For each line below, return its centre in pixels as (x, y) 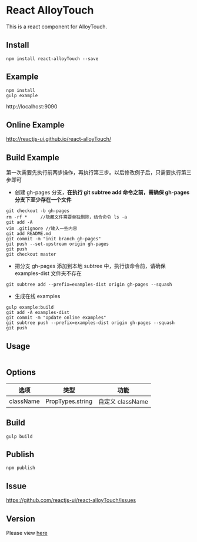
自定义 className (123, 401)
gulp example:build (30, 308)
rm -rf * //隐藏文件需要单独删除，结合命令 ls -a (67, 217)
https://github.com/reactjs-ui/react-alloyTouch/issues (71, 500)
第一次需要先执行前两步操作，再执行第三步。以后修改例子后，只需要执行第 (96, 173)
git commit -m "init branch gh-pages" (54, 239)
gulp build (19, 437)
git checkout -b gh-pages (38, 211)
